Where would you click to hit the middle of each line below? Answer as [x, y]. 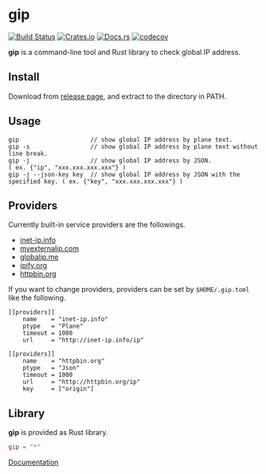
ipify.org [33, 266]
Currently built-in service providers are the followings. [97, 225]
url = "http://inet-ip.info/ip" [84, 340]
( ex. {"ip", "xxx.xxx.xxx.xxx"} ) [67, 167]
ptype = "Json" [51, 368]
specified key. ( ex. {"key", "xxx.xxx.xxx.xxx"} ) [96, 181]
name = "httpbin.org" [64, 361]
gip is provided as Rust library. [59, 433]
